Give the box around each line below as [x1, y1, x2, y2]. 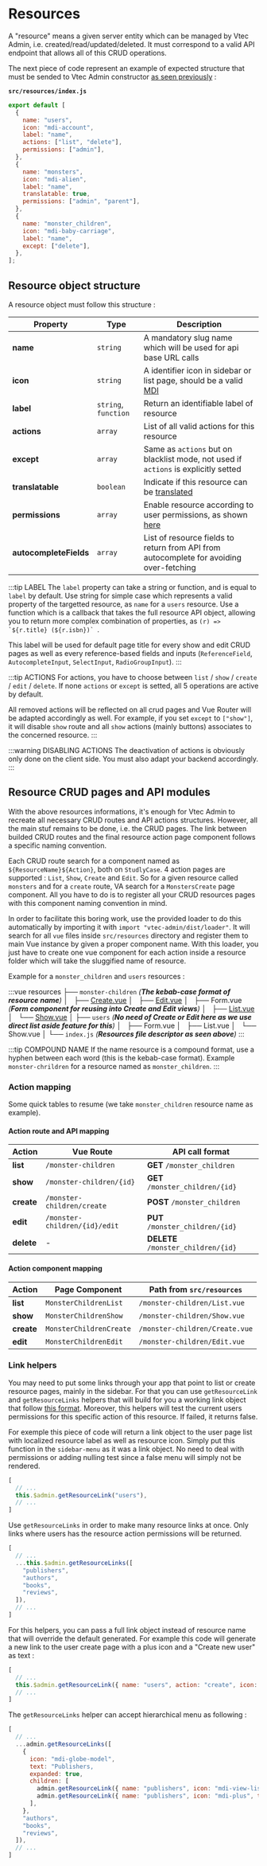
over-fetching [143, 562, 196, 573]
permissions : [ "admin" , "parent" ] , [22, 197, 141, 205]
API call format [172, 1146, 230, 1157]
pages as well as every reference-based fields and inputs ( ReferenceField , [8, 649, 253, 658]
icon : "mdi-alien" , [22, 175, 87, 183]
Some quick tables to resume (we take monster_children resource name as [8, 1099, 253, 1109]
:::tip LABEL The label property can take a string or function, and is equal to [8, 583, 257, 591]
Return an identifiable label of [143, 398, 253, 408]
